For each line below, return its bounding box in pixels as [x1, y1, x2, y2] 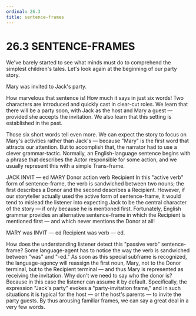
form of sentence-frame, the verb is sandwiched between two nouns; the [6, 180, 184, 187]
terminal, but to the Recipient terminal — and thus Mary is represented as [6, 266, 184, 273]
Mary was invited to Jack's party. [6, 83, 87, 90]
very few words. [6, 304, 45, 311]
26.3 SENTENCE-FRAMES [6, 40, 135, 53]
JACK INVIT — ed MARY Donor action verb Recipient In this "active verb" [6, 174, 184, 181]
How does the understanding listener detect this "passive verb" [6, 240, 160, 248]
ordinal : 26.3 [6, 8, 41, 15]
